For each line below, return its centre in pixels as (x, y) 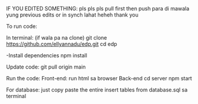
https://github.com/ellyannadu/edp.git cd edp (62, 44)
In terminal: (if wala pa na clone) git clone (57, 38)
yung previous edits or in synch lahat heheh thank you (72, 15)
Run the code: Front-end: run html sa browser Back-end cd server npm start (99, 78)
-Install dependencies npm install (47, 55)
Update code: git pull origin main (46, 67)
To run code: (22, 26)
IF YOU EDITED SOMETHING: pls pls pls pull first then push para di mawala (98, 9)
